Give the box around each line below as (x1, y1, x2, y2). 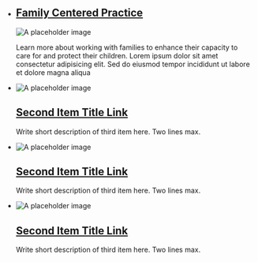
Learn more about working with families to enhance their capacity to (15, 43, 238, 52)
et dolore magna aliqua (15, 67, 91, 77)
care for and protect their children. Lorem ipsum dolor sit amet (15, 51, 219, 60)
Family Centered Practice (15, 6, 144, 20)
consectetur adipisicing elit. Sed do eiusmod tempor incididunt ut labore (15, 59, 250, 69)
